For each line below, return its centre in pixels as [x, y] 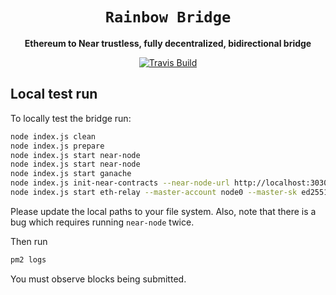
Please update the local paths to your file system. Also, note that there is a [163, 211]
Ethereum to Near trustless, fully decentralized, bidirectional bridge [168, 43]
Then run [29, 241]
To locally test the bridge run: [71, 118]
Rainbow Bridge [168, 17]
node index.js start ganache [71, 174]
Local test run [54, 94]
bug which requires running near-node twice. [102, 222]
